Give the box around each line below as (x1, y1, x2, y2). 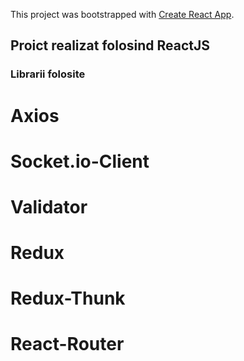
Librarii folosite (10, 67, 86, 81)
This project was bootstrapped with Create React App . (10, 9, 235, 20)
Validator (10, 195, 88, 218)
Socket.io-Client (10, 150, 150, 173)
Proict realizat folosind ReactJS (10, 37, 211, 54)
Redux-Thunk (10, 287, 126, 310)
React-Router (10, 333, 125, 356)
